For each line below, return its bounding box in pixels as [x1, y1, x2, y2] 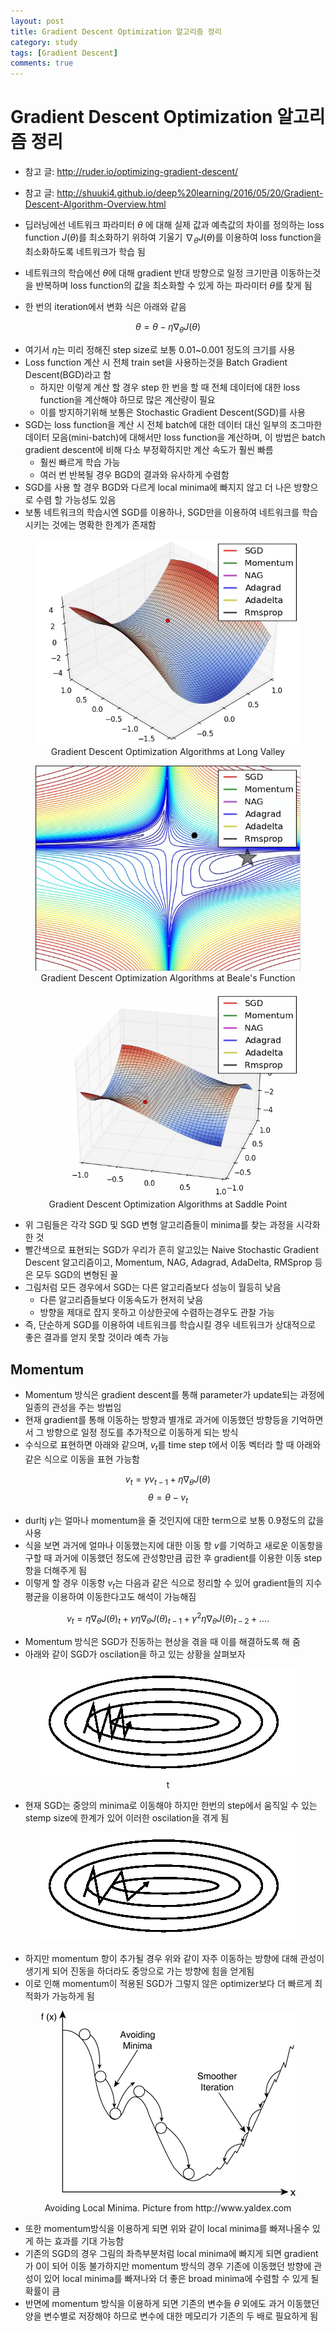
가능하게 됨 [51, 1990, 95, 2002]
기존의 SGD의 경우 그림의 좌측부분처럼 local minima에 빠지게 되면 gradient [24, 2247, 319, 2259]
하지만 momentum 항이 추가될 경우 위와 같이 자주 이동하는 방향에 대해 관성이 [24, 1952, 325, 1964]
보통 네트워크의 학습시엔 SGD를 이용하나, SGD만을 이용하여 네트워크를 [24, 506, 300, 518]
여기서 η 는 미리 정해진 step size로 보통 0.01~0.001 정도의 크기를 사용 [24, 343, 296, 355]
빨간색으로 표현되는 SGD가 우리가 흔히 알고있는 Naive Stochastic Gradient [24, 1244, 319, 1256]
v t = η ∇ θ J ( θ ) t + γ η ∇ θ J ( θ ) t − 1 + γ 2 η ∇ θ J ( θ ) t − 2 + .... [66, 1611, 270, 1627]
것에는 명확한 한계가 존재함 [51, 518, 157, 530]
